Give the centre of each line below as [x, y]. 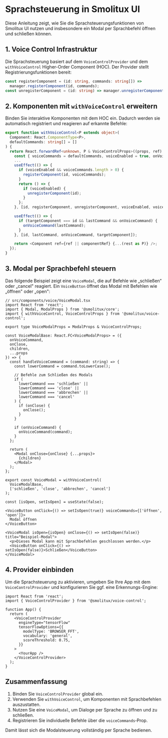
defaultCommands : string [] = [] [43, 142]
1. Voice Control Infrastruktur [51, 49]
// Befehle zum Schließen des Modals [53, 375]
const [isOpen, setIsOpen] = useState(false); [54, 502]
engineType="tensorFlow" [44, 622]
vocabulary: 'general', [48, 636]
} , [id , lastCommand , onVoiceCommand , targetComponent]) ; [76, 235]
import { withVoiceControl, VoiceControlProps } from [62, 314]
